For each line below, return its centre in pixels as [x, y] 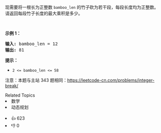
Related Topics [20, 95]
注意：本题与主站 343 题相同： [36, 80]
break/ [12, 86]
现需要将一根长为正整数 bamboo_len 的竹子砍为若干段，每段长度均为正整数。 [82, 7]
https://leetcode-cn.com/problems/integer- [111, 80]
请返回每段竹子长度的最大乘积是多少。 [44, 13]
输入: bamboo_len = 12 [31, 44]
